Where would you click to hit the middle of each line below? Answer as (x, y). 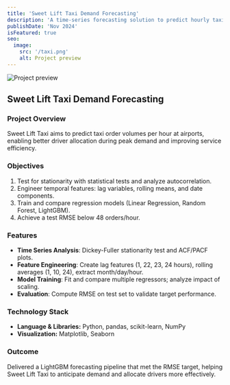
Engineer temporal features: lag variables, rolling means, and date (110, 188)
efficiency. (22, 148)
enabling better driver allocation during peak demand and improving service (114, 141)
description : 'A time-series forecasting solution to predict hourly (108, 20)
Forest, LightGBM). (43, 210)
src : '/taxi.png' (44, 52)
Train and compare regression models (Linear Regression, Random (111, 202)
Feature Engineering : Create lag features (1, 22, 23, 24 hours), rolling (115, 265)
